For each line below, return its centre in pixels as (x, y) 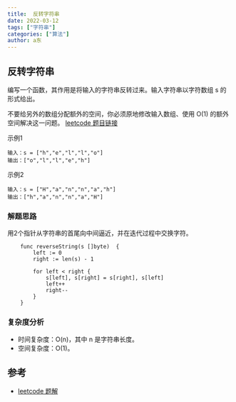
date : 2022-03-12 (33, 21)
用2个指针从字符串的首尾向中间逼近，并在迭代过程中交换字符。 (100, 233)
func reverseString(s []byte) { (70, 247)
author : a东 (25, 41)
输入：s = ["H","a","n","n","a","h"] (62, 189)
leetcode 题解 (38, 391)
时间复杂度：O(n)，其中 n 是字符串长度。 (78, 339)
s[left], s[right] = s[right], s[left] (104, 278)
